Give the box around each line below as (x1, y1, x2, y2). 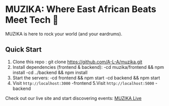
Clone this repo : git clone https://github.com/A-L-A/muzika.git (12, 59, 143, 65)
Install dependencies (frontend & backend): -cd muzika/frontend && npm (12, 64, 164, 70)
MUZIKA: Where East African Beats (5, 4, 156, 15)
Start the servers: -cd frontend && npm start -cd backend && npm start (12, 74, 160, 81)
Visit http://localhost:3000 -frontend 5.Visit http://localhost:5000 (12, 80, 154, 86)
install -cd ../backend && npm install (12, 69, 88, 75)
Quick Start (5, 45, 42, 54)
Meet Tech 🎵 (5, 14, 59, 26)
